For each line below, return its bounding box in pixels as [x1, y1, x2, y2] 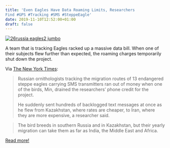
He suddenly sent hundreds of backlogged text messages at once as [17, 102, 162, 108]
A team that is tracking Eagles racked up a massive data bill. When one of [5, 45, 159, 51]
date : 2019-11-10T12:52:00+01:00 [5, 17, 76, 22]
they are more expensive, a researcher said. [17, 113, 110, 119]
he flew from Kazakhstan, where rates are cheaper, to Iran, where [17, 107, 155, 113]
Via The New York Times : [5, 66, 58, 72]
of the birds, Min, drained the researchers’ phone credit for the [17, 87, 149, 93]
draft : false [5, 21, 33, 27]
